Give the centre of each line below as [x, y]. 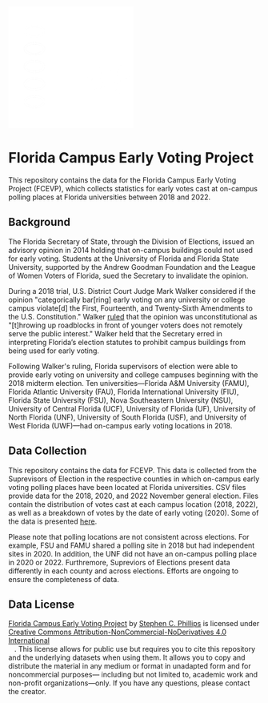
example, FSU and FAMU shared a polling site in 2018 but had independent [132, 545]
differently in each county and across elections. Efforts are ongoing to [123, 571]
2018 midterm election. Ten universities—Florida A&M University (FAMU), [129, 383]
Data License [42, 604]
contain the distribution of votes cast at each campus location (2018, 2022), [133, 504]
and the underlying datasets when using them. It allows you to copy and [127, 657]
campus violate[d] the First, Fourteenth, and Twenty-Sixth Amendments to [131, 308]
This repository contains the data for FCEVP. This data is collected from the [133, 470]
